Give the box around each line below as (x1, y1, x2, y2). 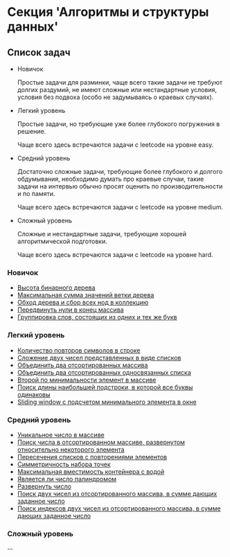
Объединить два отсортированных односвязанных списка (17, 368, 192, 376)
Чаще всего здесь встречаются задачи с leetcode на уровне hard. (17, 251, 213, 258)
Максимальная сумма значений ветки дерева (17, 291, 154, 299)
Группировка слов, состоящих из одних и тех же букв (17, 313, 177, 321)
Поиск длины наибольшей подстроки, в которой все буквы (17, 382, 193, 391)
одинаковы (17, 390, 51, 398)
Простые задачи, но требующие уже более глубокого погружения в (17, 120, 220, 128)
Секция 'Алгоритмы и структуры (7, 4, 209, 20)
